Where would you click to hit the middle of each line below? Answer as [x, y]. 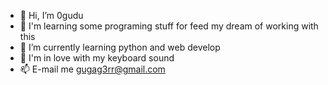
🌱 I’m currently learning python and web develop [120, 47]
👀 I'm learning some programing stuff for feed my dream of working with [169, 26]
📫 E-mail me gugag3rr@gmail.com [92, 69]
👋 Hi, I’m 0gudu [51, 15]
